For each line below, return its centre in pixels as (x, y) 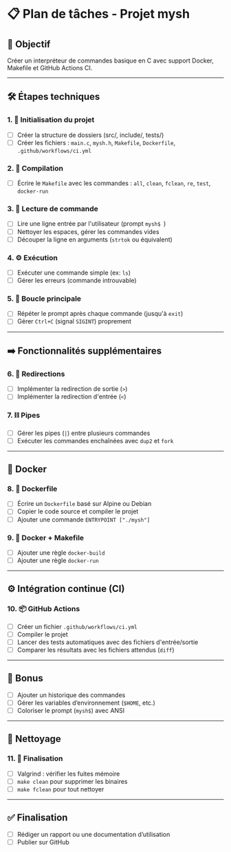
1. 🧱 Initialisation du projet (51, 120)
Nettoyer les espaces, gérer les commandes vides (88, 231)
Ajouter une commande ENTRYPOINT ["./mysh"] (84, 519)
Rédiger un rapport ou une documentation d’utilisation (93, 834)
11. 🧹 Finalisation (35, 758)
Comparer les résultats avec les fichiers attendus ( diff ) (96, 650)
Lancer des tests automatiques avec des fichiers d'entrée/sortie (108, 642)
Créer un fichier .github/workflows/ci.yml (77, 626)
